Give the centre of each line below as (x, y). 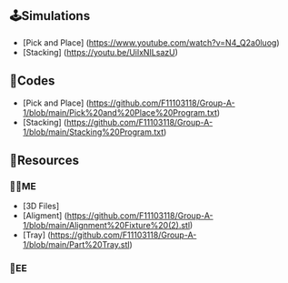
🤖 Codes (32, 81)
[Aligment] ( (45, 216)
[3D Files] (41, 206)
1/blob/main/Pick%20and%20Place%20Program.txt (120, 112)
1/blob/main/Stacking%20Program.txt (93, 132)
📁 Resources (45, 161)
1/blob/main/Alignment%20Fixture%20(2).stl (106, 226)
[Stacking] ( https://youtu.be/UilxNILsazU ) (100, 52)
